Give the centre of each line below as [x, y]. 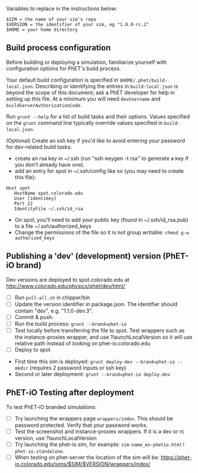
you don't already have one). [50, 165]
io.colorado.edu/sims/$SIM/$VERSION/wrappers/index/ [82, 464]
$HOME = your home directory [42, 30]
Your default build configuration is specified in [62, 80]
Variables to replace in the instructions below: [62, 9]
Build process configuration [59, 48]
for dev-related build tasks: [39, 147]
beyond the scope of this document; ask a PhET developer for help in [91, 92]
